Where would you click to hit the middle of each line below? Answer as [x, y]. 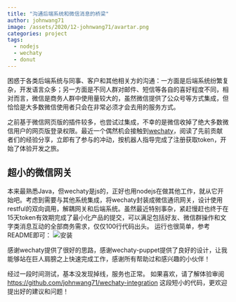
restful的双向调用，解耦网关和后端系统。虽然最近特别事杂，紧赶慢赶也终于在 [118, 208]
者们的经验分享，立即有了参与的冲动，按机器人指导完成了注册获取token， [114, 139]
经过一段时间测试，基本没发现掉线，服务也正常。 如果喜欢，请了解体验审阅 [116, 273]
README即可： [29, 235]
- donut [25, 60]
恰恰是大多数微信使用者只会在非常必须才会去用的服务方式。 [93, 107]
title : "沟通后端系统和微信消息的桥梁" [58, 14]
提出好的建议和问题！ [38, 291]
